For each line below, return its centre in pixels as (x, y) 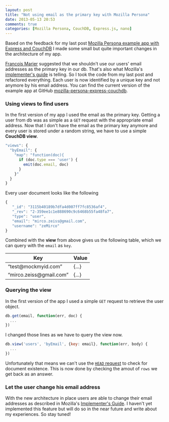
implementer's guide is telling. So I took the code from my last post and (79, 74)
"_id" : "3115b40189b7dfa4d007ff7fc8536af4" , (60, 207)
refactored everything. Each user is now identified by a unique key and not (83, 80)
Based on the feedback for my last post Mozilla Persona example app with (82, 43)
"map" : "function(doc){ (39, 155)
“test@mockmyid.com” (35, 266)
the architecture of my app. (34, 54)
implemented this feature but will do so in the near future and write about (81, 409)
